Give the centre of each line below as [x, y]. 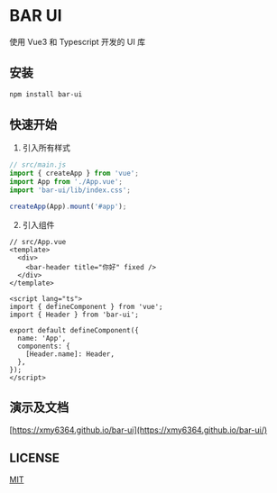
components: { [44, 346]
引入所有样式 [46, 148]
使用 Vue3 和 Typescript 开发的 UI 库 [78, 41]
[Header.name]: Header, [70, 354]
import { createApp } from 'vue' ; [74, 173]
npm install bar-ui [46, 94]
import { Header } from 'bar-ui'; [74, 315]
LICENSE [35, 458]
